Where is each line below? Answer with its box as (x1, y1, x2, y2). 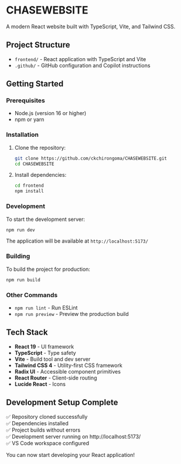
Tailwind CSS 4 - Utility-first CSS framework (14, 362, 123, 369)
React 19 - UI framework (14, 343, 74, 350)
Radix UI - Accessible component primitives (14, 368, 121, 375)
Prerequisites (6, 96, 45, 105)
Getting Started (6, 79, 64, 89)
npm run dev (6, 227, 35, 233)
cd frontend (14, 183, 44, 189)
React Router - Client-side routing (14, 374, 97, 381)
